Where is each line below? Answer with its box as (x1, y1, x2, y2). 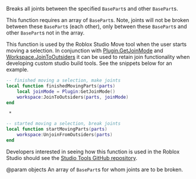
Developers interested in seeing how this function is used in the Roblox (6, 148, 180, 155)
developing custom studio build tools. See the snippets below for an (6, 59, 172, 67)
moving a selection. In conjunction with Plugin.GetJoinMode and (6, 47, 163, 54)
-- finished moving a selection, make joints (6, 77, 121, 83)
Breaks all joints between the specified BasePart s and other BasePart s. (6, 5, 178, 12)
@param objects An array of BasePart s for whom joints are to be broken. (6, 166, 184, 173)
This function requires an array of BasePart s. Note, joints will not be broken (6, 17, 189, 23)
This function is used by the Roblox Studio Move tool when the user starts (6, 41, 187, 48)
